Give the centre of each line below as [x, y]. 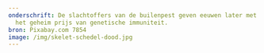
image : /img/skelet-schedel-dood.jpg [71, 37]
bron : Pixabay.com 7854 [48, 30]
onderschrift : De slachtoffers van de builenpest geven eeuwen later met [133, 15]
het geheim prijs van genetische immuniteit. [92, 23]
